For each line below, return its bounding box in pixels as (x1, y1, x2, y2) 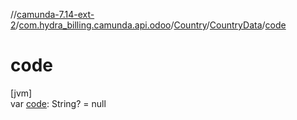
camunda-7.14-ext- (16, 9, 95, 20)
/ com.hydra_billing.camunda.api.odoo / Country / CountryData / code (15, 19, 287, 31)
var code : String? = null (10, 97, 107, 109)
